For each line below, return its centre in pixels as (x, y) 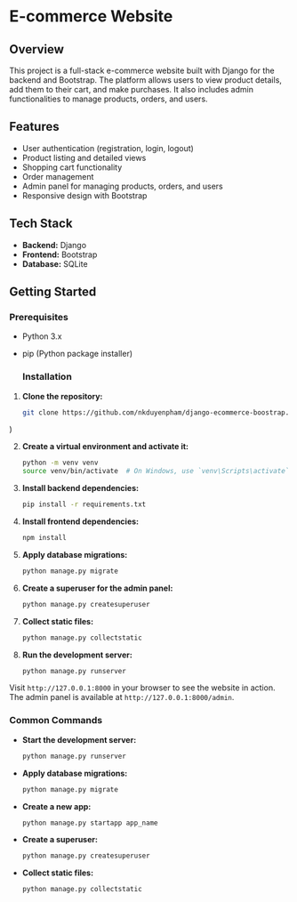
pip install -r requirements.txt (84, 504)
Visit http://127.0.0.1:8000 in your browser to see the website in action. (142, 688)
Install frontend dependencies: (80, 521)
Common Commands (56, 721)
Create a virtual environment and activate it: (105, 447)
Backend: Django (54, 245)
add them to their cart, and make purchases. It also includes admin (131, 89)
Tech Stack (41, 224)
